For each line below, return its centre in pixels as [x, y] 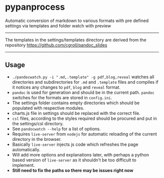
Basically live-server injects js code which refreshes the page [75, 144]
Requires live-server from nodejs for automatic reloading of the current [84, 134]
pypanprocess [35, 7]
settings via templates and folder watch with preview [58, 25]
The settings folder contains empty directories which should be [76, 103]
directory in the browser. [37, 139]
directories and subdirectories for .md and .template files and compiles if [85, 82]
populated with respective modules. [48, 108]
